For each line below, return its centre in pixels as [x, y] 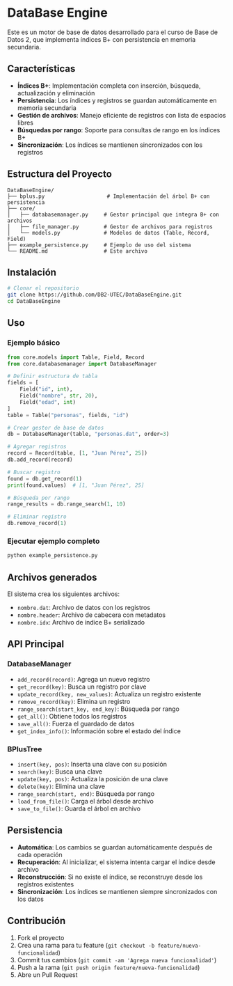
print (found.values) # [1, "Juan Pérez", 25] [76, 485]
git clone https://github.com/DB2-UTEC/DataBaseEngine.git [95, 295]
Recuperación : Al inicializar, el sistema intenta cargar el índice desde [116, 862]
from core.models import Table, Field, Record [76, 357]
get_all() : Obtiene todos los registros [72, 716]
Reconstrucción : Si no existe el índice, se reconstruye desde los [110, 877]
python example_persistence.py [53, 556]
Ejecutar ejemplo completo [54, 541]
